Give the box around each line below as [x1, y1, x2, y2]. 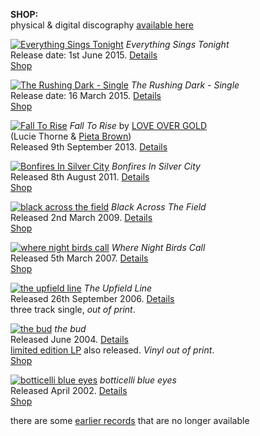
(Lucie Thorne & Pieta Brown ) [10, 130, 132, 142]
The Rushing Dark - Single [130, 79, 240, 91]
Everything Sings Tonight [125, 39, 230, 50]
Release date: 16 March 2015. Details [10, 90, 162, 101]
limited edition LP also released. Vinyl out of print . [10, 344, 215, 356]
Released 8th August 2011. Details [10, 171, 150, 183]
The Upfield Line [83, 282, 153, 294]
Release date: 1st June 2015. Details [10, 49, 158, 61]
